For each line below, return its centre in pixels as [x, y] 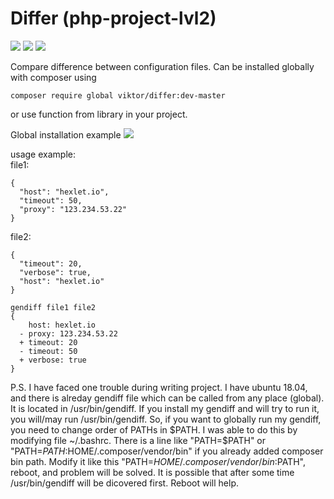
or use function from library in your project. [99, 114]
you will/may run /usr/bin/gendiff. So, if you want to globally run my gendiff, [166, 419]
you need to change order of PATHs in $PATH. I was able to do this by [154, 429]
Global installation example [66, 134]
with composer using [53, 77]
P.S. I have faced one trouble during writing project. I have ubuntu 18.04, [159, 387]
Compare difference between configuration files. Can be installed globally [162, 66]
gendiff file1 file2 [53, 307]
